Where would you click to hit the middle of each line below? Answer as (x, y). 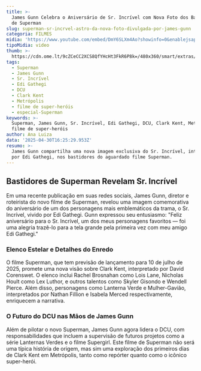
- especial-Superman (37, 112)
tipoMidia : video (28, 46)
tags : (13, 62)
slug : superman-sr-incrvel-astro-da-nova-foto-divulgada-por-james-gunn (99, 29)
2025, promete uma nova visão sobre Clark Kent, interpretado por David (95, 269)
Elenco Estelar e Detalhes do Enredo (60, 250)
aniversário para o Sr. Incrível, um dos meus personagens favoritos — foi (96, 221)
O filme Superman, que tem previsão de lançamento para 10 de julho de (95, 262)
